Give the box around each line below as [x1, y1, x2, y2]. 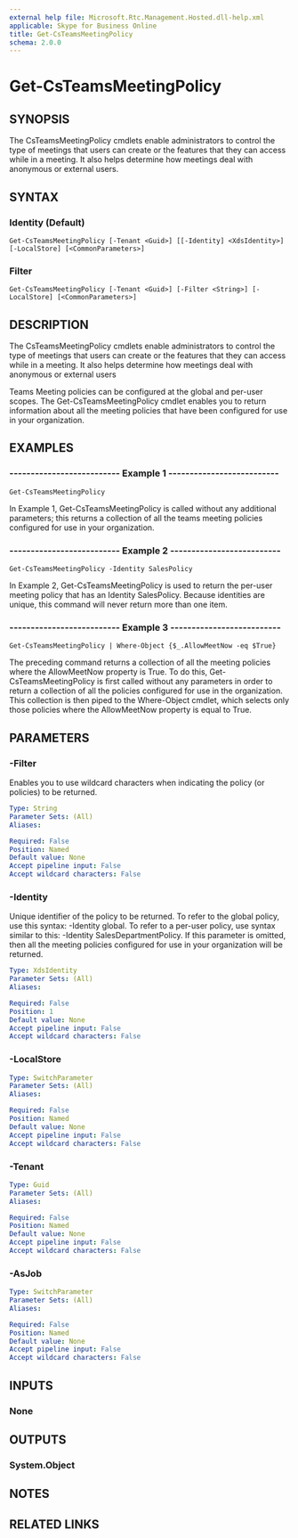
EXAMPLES [9, 440, 74, 455]
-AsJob [9, 1267, 43, 1280]
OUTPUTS [9, 1432, 67, 1447]
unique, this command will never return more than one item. [9, 599, 229, 610]
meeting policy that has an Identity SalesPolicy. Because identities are [9, 590, 265, 601]
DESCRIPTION [9, 317, 89, 332]
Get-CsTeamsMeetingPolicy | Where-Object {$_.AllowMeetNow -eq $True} [9, 642, 277, 650]
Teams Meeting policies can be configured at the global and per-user [9, 387, 263, 397]
